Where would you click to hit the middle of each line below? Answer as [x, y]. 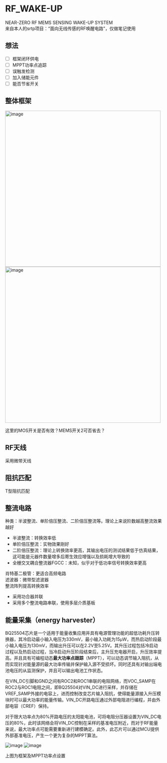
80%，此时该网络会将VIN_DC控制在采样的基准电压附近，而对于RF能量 [86, 723]
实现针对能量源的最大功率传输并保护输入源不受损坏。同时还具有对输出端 [83, 664]
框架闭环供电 [25, 58]
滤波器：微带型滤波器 [27, 580]
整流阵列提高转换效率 [27, 586]
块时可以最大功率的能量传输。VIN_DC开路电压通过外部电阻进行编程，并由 [81, 700]
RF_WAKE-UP [34, 9]
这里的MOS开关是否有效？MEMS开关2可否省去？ [55, 430]
